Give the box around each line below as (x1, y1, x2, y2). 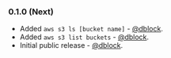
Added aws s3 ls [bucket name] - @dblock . (19, 24, 164, 34)
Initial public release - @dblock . (19, 41, 123, 50)
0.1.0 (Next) (8, 6, 54, 17)
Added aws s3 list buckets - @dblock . (19, 32, 149, 42)
